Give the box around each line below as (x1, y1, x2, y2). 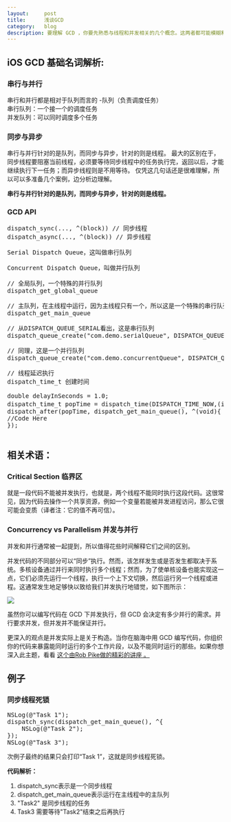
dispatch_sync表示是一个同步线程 (16, 782, 113, 790)
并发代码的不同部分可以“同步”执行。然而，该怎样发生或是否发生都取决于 (7, 557, 212, 565)
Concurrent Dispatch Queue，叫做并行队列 (7, 263, 140, 272)
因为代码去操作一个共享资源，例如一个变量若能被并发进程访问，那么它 (19, 497, 218, 505)
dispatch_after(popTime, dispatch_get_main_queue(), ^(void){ (7, 408, 221, 415)
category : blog (7, 23, 57, 30)
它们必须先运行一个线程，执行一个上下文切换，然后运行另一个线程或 (19, 574, 212, 582)
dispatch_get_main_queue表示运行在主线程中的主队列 (16, 790, 170, 799)
